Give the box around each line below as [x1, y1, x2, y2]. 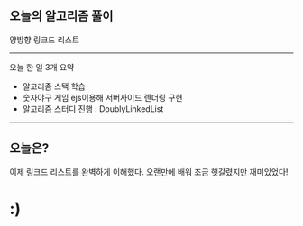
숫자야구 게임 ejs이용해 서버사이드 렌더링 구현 [22, 92, 183, 103]
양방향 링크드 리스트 [9, 34, 79, 45]
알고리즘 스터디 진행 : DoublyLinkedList [22, 103, 164, 114]
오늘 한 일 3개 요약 [9, 61, 75, 72]
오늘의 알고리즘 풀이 [9, 8, 114, 24]
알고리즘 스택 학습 [22, 80, 86, 92]
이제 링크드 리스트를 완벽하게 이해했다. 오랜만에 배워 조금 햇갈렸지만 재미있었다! [9, 166, 289, 177]
